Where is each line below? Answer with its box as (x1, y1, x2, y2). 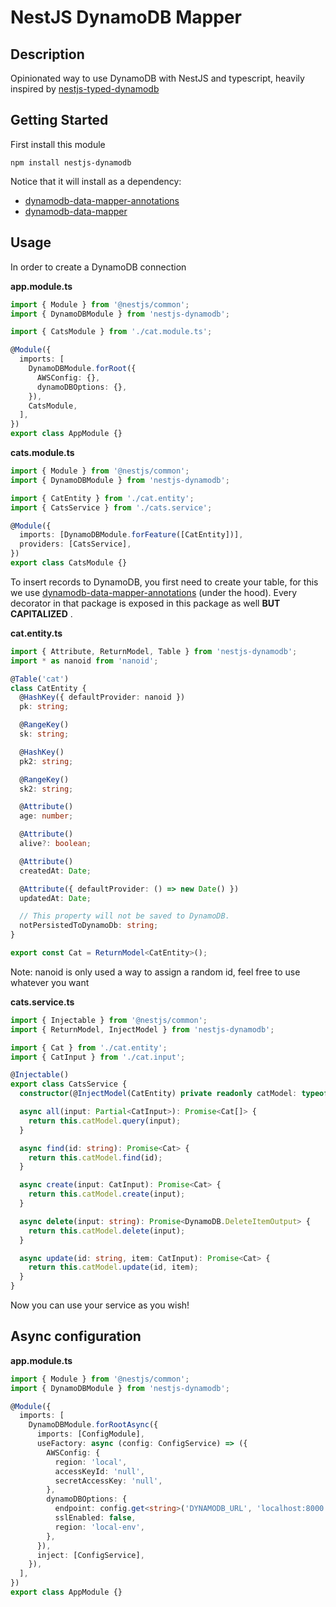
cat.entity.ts (10, 627, 63, 639)
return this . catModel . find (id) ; (28, 1152, 163, 1163)
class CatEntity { (10, 683, 87, 693)
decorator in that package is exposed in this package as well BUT (10, 597, 281, 609)
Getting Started (10, 112, 109, 129)
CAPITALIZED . (10, 607, 73, 620)
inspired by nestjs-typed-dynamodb (10, 83, 160, 95)
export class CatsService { (10, 1079, 128, 1090)
